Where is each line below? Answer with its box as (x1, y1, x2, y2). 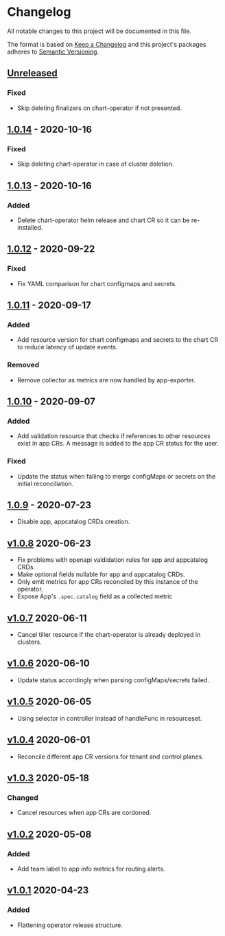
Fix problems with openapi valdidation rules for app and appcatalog (16, 556, 208, 564)
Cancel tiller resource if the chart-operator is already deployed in (16, 631, 201, 639)
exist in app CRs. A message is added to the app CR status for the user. (16, 439, 219, 448)
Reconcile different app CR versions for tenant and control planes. (16, 752, 204, 761)
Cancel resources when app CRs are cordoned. (16, 809, 152, 817)
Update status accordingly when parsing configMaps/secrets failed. (16, 675, 209, 684)
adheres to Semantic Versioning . (7, 47, 99, 56)
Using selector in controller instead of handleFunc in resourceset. (16, 714, 202, 722)
